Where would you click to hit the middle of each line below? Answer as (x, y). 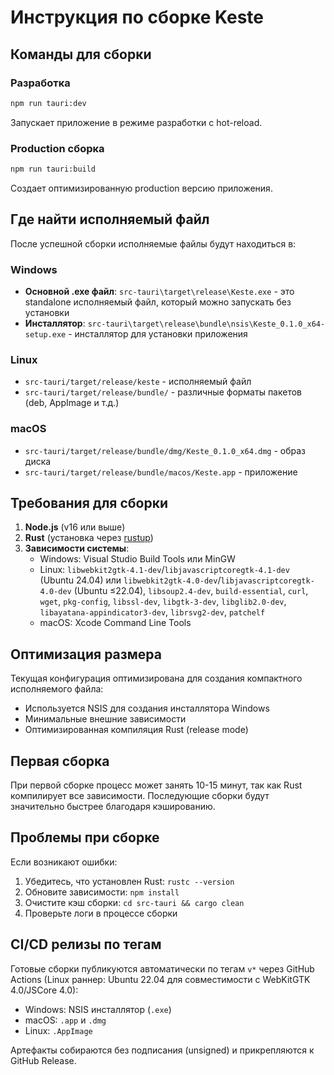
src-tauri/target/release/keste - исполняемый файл (138, 382)
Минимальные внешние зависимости (105, 719)
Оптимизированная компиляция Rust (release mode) (136, 730)
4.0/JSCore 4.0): (44, 990)
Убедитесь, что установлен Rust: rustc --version (129, 881)
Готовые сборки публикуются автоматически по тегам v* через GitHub (162, 968)
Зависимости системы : (77, 548)
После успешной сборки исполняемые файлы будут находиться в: (153, 243)
